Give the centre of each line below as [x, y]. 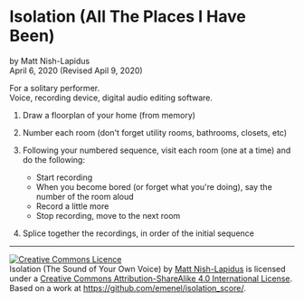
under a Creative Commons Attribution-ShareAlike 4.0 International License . [151, 278]
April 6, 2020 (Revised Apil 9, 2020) [76, 71]
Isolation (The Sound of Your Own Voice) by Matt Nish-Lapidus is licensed [148, 269]
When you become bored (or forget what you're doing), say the [154, 186]
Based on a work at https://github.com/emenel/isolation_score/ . [128, 288]
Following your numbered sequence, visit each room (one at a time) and [157, 150]
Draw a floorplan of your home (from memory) [109, 115]
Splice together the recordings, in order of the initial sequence [138, 233]
